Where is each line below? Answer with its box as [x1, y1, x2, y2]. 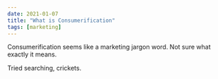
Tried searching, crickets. [7, 64, 81, 73]
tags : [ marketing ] [7, 23, 62, 30]
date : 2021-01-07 [7, 10, 59, 18]
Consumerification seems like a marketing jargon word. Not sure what [7, 43, 211, 51]
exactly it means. [7, 50, 57, 59]
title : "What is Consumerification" [7, 17, 115, 24]
